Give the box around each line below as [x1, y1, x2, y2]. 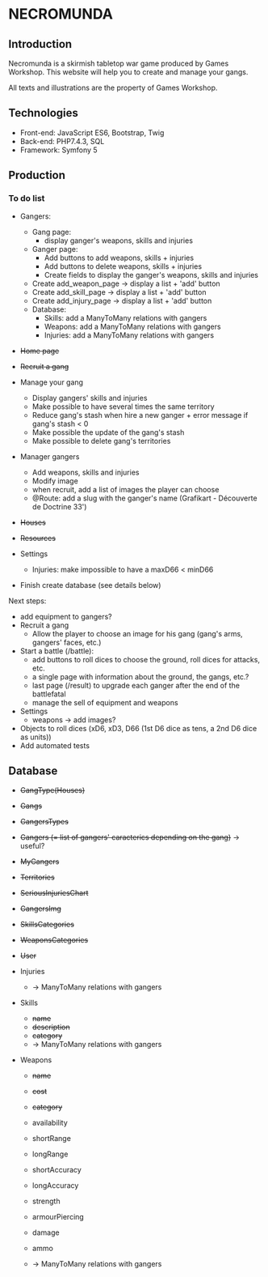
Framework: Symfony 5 [19, 145, 98, 155]
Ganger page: [31, 244, 78, 253]
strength [31, 1196, 61, 1207]
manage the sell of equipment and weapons [31, 697, 179, 707]
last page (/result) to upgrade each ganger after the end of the [31, 680, 241, 690]
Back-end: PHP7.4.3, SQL [19, 136, 105, 146]
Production [8, 168, 66, 182]
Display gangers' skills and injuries [31, 393, 148, 402]
